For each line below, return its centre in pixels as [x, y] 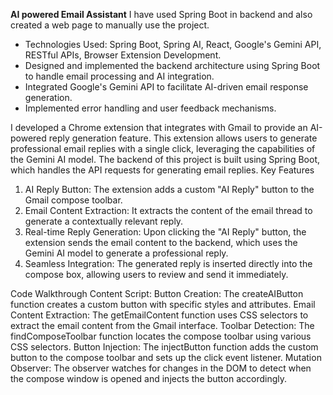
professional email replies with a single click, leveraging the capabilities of [163, 148]
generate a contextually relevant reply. [104, 221]
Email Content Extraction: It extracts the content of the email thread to [168, 210]
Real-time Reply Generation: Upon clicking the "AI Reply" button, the [165, 232]
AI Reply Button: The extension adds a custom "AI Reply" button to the [169, 189]
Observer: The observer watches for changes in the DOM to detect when [161, 368]
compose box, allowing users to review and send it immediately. [156, 274]
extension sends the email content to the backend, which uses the [161, 242]
